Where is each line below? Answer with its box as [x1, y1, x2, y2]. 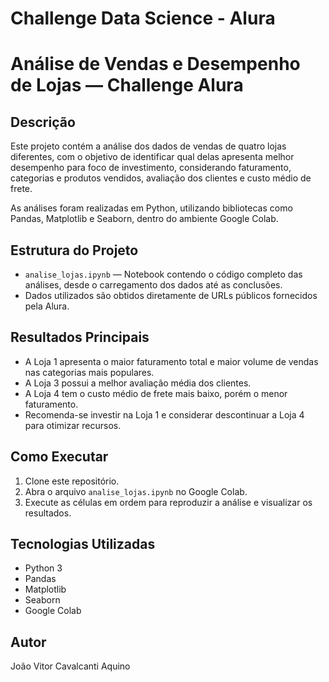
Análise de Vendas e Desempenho [10, 53, 301, 76]
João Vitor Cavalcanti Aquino [10, 660, 131, 672]
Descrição [10, 113, 76, 131]
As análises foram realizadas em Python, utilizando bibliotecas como [10, 202, 293, 214]
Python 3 [24, 562, 63, 574]
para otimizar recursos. [24, 419, 122, 431]
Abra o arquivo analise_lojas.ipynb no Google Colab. [24, 485, 248, 497]
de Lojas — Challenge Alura [10, 74, 244, 97]
